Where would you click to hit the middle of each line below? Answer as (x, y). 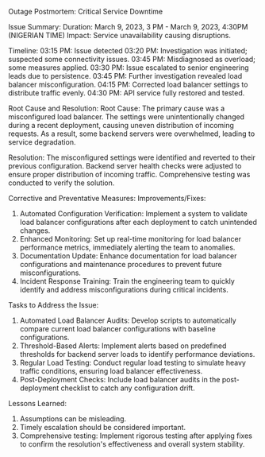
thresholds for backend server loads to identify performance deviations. (137, 354)
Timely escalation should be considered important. (103, 427)
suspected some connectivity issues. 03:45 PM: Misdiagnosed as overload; (132, 59)
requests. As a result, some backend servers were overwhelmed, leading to (132, 134)
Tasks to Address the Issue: (54, 305)
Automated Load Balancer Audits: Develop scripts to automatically (128, 320)
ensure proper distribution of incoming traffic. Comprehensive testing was (129, 174)
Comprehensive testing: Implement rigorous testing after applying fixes (136, 436)
